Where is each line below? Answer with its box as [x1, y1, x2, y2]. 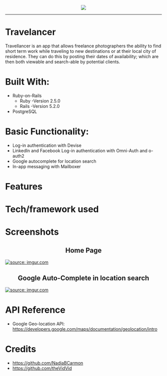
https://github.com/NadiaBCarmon [12, 360, 83, 366]
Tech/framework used [5, 204, 99, 215]
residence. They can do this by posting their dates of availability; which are [5, 53, 159, 59]
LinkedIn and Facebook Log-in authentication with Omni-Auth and [12, 147, 148, 154]
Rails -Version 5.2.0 [19, 103, 60, 109]
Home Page [65, 246, 102, 255]
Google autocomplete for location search [12, 158, 97, 164]
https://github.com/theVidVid [12, 365, 72, 371]
